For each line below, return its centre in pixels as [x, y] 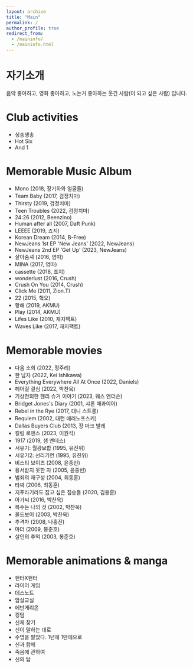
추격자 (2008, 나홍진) [40, 521]
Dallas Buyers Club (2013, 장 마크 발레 [60, 426]
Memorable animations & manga [87, 561]
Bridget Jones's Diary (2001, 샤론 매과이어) [66, 403]
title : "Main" [24, 17]
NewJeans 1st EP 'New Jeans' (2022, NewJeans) [74, 244]
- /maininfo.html [33, 45]
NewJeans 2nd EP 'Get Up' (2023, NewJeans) [71, 249]
